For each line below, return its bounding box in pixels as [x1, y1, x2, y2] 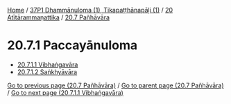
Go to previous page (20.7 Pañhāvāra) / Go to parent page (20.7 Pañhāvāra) [7, 81, 224, 89]
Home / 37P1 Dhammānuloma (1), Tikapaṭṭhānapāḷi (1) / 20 [7, 6, 173, 14]
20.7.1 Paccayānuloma [7, 37, 137, 53]
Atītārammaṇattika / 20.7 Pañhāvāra [7, 13, 110, 21]
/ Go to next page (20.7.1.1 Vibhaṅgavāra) [7, 88, 123, 96]
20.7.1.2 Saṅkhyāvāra [17, 67, 78, 76]
